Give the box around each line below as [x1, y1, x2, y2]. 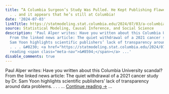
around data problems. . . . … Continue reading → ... [5, 83, 112, 89]
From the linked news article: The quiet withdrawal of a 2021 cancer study [5, 73, 158, 79]
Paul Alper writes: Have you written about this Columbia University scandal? [5, 67, 162, 73]
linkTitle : [5, 21, 28, 26]
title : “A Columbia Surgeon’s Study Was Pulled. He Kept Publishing [5, 7, 152, 12]
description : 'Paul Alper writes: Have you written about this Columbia [5, 30, 161, 35]
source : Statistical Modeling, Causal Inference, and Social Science [5, 26, 154, 31]
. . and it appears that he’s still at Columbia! [10, 12, 116, 17]
